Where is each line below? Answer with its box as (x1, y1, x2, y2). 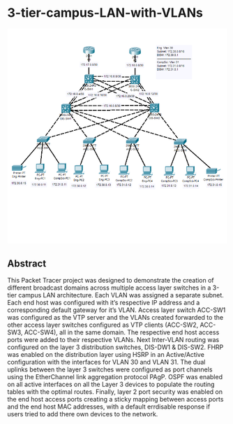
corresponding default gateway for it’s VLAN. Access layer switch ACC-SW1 (7, 306, 226, 314)
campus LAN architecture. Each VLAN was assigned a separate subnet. (18, 291, 225, 299)
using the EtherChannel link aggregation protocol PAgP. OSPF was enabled (7, 373, 223, 381)
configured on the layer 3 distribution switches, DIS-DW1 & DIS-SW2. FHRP (7, 343, 224, 351)
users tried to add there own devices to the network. (7, 410, 158, 418)
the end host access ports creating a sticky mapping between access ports (7, 395, 224, 403)
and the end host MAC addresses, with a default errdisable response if (7, 402, 211, 411)
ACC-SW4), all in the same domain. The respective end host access (24, 328, 220, 337)
